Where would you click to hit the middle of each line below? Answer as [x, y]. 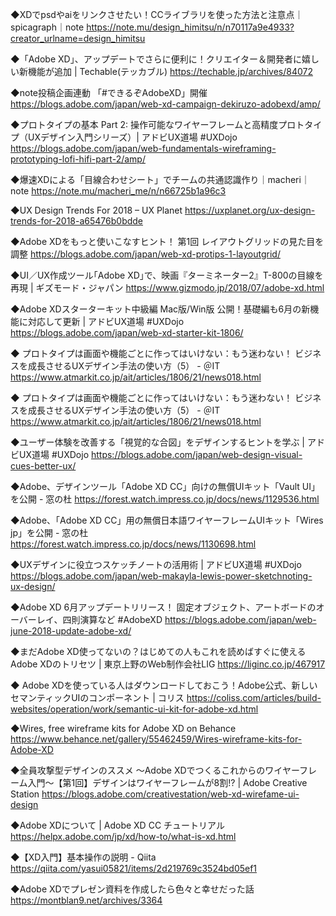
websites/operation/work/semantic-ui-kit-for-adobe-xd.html [134, 709]
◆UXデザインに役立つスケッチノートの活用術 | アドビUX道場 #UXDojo [156, 564]
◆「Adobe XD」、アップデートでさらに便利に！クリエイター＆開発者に [156, 59]
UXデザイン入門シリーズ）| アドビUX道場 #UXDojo [132, 137]
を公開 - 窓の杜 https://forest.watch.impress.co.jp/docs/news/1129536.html [165, 499]
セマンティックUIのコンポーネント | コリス [97, 697]
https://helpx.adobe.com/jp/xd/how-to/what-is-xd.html [123, 836]
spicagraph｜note [47, 27]
